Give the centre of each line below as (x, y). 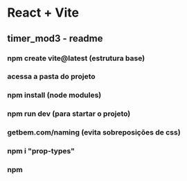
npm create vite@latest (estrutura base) (76, 58)
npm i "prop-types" (41, 151)
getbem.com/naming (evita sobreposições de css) (94, 132)
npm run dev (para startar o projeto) (69, 114)
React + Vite (43, 13)
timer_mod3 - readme (55, 38)
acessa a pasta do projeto (51, 76)
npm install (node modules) (54, 95)
